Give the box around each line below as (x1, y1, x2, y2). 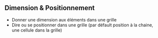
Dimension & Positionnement (4, 4, 95, 12)
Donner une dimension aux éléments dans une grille (11, 17, 117, 22)
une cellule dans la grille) (11, 27, 62, 33)
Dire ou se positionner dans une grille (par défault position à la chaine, (11, 22, 154, 28)
